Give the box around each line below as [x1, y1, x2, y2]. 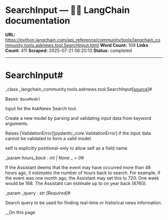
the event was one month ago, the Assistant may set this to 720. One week [5, 175, 159, 181]
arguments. [5, 120, 29, 126]
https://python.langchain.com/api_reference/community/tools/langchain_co [5, 37, 161, 43]
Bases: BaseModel [5, 96, 41, 102]
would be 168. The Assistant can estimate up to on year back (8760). [5, 180, 147, 186]
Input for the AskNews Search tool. [5, 105, 77, 111]
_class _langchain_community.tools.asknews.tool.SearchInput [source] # [5, 86, 152, 92]
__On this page [5, 209, 36, 215]
